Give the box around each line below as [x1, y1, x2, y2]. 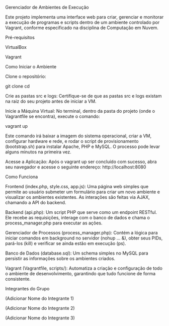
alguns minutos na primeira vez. [5, 149, 71, 155]
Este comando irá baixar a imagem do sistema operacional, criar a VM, [5, 133, 152, 139]
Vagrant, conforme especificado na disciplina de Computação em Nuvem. [5, 25, 158, 31]
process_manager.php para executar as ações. [5, 220, 103, 226]
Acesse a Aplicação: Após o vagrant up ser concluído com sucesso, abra [5, 158, 157, 165]
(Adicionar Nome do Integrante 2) [5, 305, 75, 311]
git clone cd [5, 83, 30, 89]
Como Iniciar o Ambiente [5, 64, 57, 69]
